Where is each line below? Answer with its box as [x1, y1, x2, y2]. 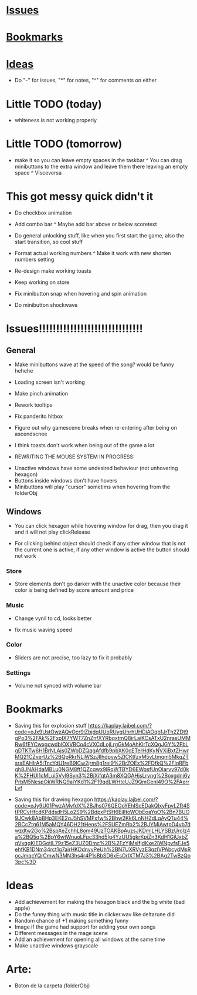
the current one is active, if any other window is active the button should [14, 546, 189, 553]
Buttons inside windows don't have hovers [14, 477, 117, 484]
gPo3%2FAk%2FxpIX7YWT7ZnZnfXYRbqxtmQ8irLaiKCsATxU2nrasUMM [14, 735, 191, 742]
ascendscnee [14, 430, 48, 438]
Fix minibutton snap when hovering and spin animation [14, 290, 147, 297]
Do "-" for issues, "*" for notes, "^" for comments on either [14, 77, 157, 84]
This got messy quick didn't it [6, 190, 154, 203]
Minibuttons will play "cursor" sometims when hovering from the [14, 483, 171, 491]
